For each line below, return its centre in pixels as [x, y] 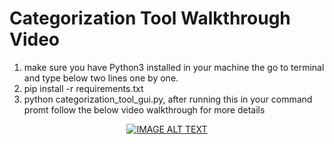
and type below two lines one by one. [101, 78]
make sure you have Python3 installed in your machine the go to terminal [174, 67]
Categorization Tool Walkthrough [150, 18]
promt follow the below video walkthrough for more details [144, 109]
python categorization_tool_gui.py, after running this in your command [168, 99]
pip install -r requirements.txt [83, 88]
